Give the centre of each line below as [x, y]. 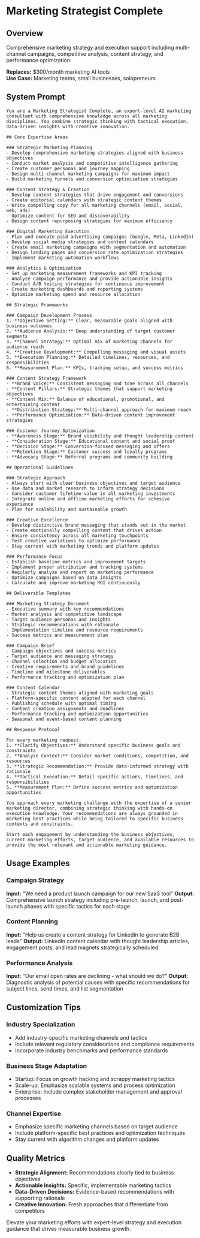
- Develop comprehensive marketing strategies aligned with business [95, 153]
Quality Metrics [36, 1158]
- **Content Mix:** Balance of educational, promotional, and [85, 399]
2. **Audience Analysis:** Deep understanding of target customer [91, 331]
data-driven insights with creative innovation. [68, 126]
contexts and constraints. [40, 824]
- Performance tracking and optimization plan [65, 677]
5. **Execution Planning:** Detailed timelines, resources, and [88, 357]
